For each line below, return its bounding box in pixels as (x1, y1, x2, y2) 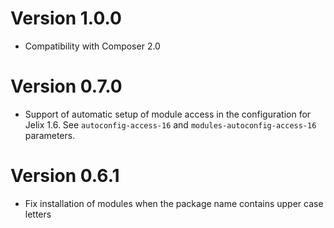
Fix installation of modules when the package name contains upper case (24, 197, 324, 209)
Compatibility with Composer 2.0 (24, 40, 161, 52)
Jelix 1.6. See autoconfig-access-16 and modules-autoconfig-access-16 (24, 118, 317, 131)
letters (24, 208, 52, 220)
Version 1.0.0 (10, 7, 122, 30)
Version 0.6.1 (10, 165, 120, 187)
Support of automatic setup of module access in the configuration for (24, 108, 312, 120)
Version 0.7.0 (10, 75, 123, 98)
